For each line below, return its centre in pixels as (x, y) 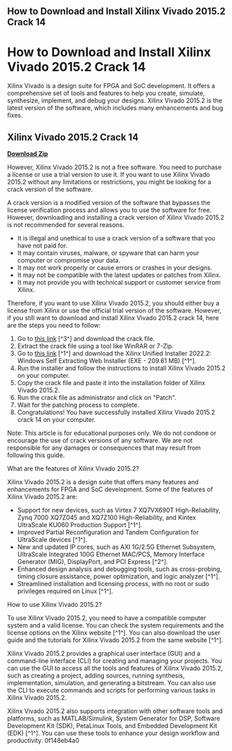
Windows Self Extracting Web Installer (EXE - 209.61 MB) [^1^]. (107, 361)
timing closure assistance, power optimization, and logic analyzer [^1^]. (118, 576)
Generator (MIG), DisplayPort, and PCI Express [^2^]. (92, 562)
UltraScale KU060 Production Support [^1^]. (80, 525)
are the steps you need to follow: (54, 326)
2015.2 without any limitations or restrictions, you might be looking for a (109, 182)
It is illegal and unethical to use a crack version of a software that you (116, 238)
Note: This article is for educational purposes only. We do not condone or (112, 433)
